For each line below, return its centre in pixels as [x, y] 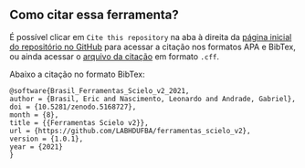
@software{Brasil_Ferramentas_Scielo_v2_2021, [100, 90]
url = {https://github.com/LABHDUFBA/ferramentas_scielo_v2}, [130, 131]
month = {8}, [34, 115]
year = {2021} [37, 147]
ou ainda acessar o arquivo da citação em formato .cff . [114, 56]
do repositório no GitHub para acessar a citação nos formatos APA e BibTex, [153, 47]
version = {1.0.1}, [47, 139]
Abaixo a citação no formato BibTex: [77, 74]
